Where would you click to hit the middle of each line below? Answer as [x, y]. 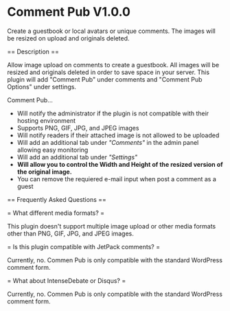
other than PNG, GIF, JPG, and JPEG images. [70, 233]
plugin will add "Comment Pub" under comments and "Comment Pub [105, 79]
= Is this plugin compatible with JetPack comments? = [83, 246]
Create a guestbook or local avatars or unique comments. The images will [112, 31]
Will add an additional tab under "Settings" [77, 157]
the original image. [44, 172]
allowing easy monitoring [53, 150]
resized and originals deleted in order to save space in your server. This [108, 72]
